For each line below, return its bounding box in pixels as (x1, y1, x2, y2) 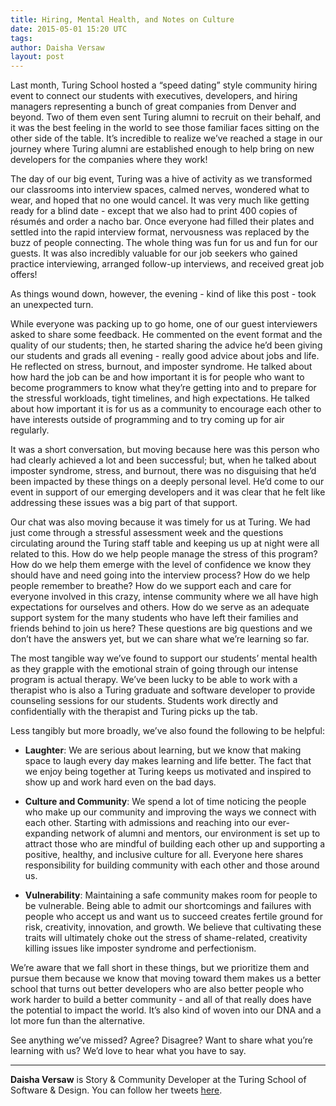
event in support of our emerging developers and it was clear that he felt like (10, 486, 326, 498)
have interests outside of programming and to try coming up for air (10, 414, 285, 426)
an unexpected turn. (10, 299, 94, 311)
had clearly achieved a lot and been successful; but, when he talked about (10, 454, 317, 466)
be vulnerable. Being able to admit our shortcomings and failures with (24, 900, 312, 912)
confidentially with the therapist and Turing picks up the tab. (10, 706, 258, 718)
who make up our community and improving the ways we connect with (24, 806, 317, 818)
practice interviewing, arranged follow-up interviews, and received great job (10, 258, 325, 270)
